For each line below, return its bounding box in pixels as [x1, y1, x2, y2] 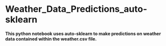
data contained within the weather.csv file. [5, 36, 97, 42]
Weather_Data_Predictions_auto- [5, 3, 147, 15]
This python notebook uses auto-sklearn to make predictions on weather [5, 31, 161, 37]
